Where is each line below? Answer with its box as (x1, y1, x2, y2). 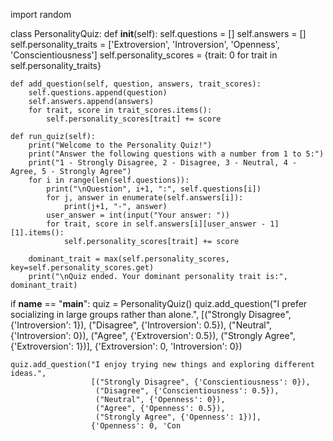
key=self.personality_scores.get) (10, 263, 155, 273)
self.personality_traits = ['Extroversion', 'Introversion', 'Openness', (10, 39, 280, 50)
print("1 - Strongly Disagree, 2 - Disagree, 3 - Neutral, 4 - (28, 158, 298, 168)
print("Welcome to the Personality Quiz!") (28, 140, 213, 150)
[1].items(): (10, 228, 65, 238)
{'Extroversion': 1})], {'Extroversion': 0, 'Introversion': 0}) (10, 340, 243, 352)
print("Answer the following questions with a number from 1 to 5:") (28, 149, 325, 159)
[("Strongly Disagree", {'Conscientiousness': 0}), (90, 377, 311, 387)
